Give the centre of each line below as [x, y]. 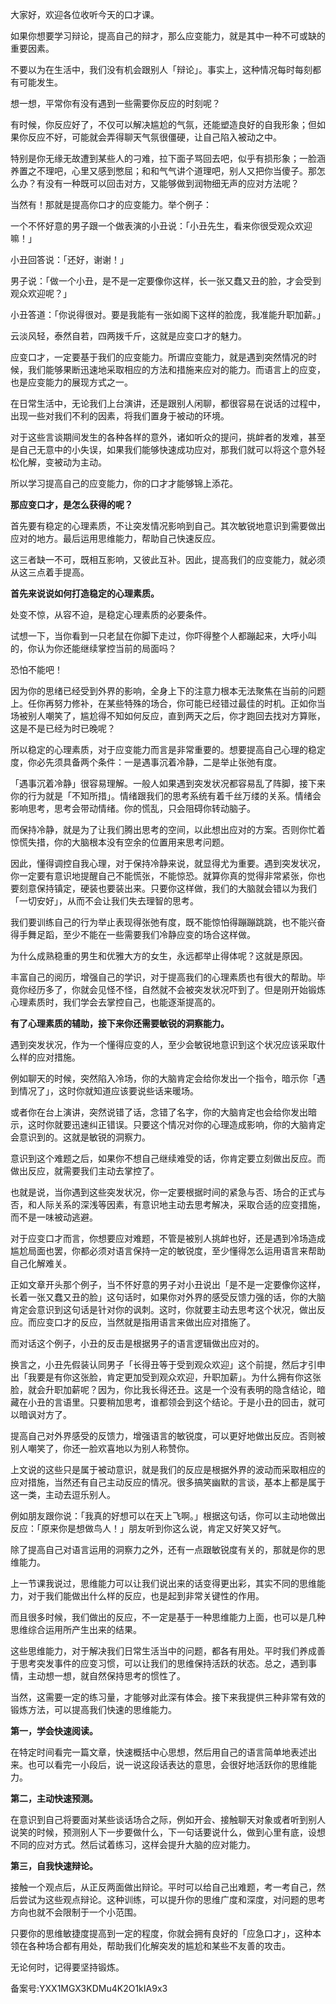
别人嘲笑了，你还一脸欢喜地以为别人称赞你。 [102, 1448]
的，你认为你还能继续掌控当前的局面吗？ [93, 648]
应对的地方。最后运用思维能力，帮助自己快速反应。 [115, 538]
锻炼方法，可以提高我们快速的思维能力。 [93, 1709]
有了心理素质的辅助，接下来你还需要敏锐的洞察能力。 [120, 1023]
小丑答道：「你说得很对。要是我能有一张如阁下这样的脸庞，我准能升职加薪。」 [168, 314]
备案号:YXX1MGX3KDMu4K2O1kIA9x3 [89, 1988]
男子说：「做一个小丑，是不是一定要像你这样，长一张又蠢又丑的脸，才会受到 [166, 281]
